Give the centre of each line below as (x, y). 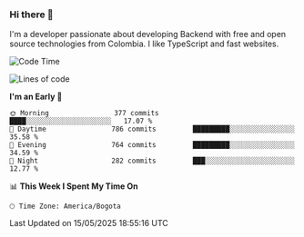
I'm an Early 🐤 (36, 97)
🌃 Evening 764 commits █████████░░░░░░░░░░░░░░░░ (152, 145)
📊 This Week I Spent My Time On (74, 186)
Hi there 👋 (32, 15)
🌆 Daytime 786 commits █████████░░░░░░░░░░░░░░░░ (152, 129)
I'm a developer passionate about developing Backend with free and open (148, 35)
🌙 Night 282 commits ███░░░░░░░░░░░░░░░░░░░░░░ (152, 161)
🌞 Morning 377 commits (84, 114)
